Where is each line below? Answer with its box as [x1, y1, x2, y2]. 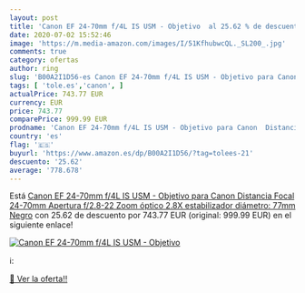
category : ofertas [9, 56, 79, 65]
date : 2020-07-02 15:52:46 [9, 30, 112, 39]
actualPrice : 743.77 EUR [9, 89, 103, 98]
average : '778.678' [9, 166, 84, 175]
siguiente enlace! [9, 219, 74, 230]
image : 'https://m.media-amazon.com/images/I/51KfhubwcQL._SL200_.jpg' [9, 38, 286, 48]
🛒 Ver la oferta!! [9, 274, 68, 285]
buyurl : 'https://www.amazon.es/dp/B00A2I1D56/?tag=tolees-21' [9, 148, 254, 157]
